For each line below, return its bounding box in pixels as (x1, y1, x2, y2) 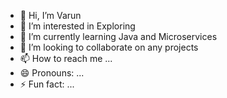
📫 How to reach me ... (19, 53, 113, 64)
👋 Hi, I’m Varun (19, 10, 82, 21)
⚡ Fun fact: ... (19, 78, 75, 90)
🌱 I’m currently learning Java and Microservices (19, 31, 218, 42)
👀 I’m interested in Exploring (19, 20, 136, 32)
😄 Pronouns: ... (19, 67, 85, 79)
